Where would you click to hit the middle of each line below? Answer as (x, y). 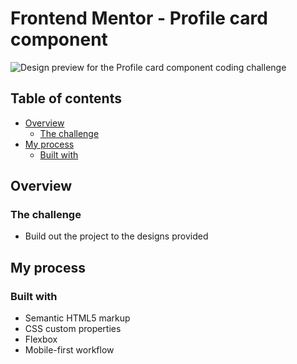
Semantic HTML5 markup (77, 318)
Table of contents (66, 98)
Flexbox (41, 339)
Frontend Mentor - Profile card (139, 18)
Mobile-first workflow (69, 350)
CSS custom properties (73, 329)
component (59, 39)
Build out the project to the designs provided (116, 236)
